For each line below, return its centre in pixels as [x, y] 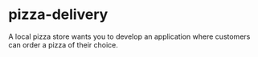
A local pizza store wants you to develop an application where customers [129, 36]
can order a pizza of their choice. [63, 44]
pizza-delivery [58, 15]
